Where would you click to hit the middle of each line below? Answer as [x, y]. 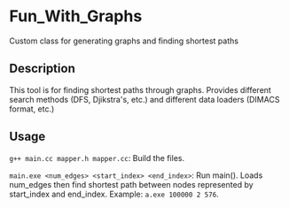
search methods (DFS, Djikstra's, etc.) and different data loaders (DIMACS [144, 99]
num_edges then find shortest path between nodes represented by [132, 184]
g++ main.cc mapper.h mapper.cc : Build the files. [97, 158]
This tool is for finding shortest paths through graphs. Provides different [141, 89]
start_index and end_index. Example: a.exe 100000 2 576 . [114, 194]
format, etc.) [32, 109]
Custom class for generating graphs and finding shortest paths [124, 41]
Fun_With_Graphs [76, 16]
